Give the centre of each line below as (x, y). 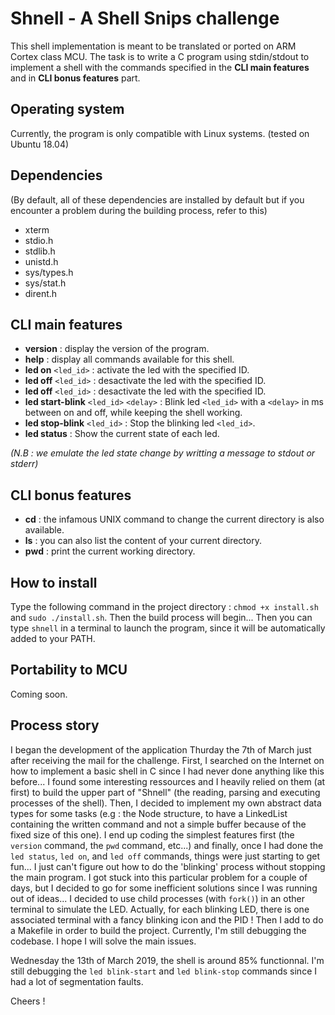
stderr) (24, 464)
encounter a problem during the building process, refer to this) (139, 210)
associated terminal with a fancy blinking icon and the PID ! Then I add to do (167, 919)
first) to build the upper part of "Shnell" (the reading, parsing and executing (165, 792)
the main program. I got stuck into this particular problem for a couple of (159, 877)
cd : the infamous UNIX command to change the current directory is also (174, 519)
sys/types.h (49, 272)
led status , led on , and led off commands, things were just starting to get (165, 856)
